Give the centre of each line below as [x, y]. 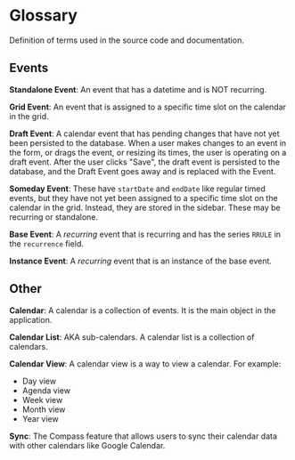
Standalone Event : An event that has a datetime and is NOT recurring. [138, 89]
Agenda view [46, 390]
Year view [41, 418]
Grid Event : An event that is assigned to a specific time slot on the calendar [148, 107]
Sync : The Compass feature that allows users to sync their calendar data [143, 436]
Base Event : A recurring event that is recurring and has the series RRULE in [145, 234]
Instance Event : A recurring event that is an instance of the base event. [140, 261]
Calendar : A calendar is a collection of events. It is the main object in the [143, 310]
